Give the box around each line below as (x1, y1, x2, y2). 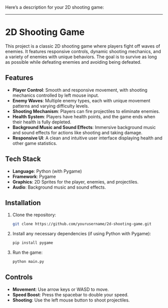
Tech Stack (5, 155, 41, 164)
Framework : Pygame (12, 173, 56, 180)
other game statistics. (12, 140, 57, 146)
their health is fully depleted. (12, 119, 71, 125)
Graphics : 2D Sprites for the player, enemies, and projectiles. (12, 179, 139, 185)
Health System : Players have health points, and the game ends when (12, 113, 155, 119)
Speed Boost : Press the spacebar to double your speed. (12, 291, 129, 297)
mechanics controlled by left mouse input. (12, 92, 99, 98)
